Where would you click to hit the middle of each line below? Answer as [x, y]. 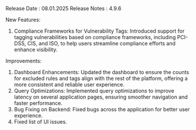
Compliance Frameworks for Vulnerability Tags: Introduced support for [99, 31]
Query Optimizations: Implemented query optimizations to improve [94, 91]
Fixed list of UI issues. [40, 122]
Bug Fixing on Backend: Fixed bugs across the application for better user [102, 109]
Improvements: [24, 61]
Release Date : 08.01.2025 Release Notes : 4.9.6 [63, 8]
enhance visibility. [36, 50]
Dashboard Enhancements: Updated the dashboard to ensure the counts [102, 72]
